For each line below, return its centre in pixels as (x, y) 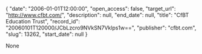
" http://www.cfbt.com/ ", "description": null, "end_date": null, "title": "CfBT (97, 15)
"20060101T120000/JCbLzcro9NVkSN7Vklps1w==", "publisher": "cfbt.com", (101, 28)
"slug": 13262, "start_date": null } (47, 34)
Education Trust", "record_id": (43, 21)
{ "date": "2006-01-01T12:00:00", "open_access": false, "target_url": (91, 9)
